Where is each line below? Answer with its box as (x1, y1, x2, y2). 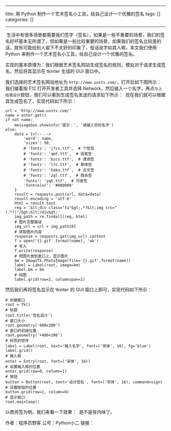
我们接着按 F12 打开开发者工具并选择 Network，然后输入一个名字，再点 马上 (5, 85, 162, 91)
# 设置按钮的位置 (5, 385, 37, 390)
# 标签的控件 (5, 338, 29, 343)
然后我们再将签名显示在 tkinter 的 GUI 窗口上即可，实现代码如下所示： (5, 287, 152, 292)
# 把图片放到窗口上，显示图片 (14, 253, 69, 259)
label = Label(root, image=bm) (14, 263, 81, 268)
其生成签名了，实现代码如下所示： (5, 98, 77, 104)
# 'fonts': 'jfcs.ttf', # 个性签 (23, 146, 95, 151)
